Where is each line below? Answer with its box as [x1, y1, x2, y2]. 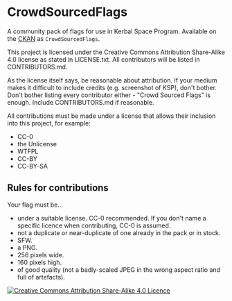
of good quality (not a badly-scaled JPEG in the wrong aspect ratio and [17, 265, 220, 274]
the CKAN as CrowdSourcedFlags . [7, 34, 100, 42]
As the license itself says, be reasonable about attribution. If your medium [7, 76, 217, 84]
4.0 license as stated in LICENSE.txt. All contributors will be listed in [7, 55, 200, 63]
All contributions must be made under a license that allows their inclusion [7, 112, 216, 120]
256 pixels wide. [17, 250, 64, 259]
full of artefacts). [17, 273, 66, 281]
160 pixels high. [17, 258, 62, 266]
